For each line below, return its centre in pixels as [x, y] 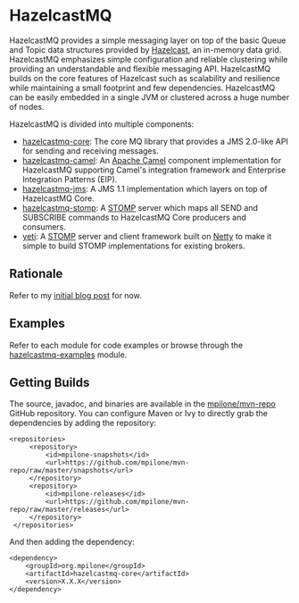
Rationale [36, 274]
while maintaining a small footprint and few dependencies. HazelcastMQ [142, 88]
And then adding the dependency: [72, 542]
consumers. [44, 226]
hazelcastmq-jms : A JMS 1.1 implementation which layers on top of [145, 188]
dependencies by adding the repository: [83, 423]
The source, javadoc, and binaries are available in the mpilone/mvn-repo [143, 404]
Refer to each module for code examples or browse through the [126, 345]
